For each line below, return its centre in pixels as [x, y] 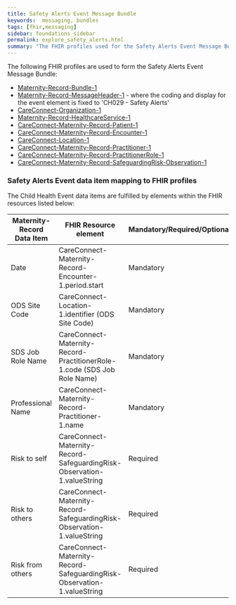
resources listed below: [41, 203]
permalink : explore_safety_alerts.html [66, 40]
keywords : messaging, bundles [53, 20]
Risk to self [29, 459]
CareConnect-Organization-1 [59, 110]
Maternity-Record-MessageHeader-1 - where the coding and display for [122, 95]
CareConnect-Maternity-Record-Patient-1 [78, 125]
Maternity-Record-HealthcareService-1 [74, 117]
